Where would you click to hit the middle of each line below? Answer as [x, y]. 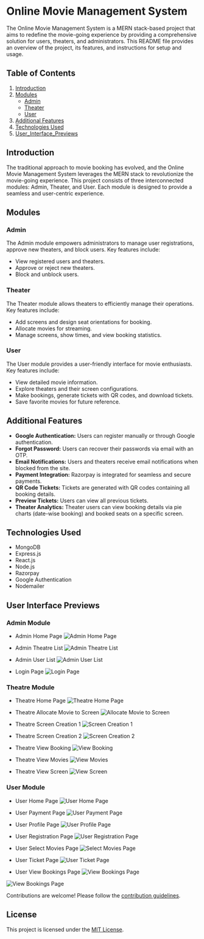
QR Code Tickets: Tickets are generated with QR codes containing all [102, 487]
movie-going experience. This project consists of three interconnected [95, 180]
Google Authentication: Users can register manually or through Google [105, 435]
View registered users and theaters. [60, 261]
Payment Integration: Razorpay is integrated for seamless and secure [103, 474]
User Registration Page [44, 836]
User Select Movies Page [47, 848]
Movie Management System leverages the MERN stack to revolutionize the [100, 174]
